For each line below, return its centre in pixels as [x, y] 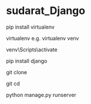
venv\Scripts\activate [32, 49]
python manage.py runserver [41, 95]
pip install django [27, 61]
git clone [17, 72]
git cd [13, 84]
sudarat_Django [46, 11]
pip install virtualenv [30, 27]
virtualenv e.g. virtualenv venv [43, 38]
